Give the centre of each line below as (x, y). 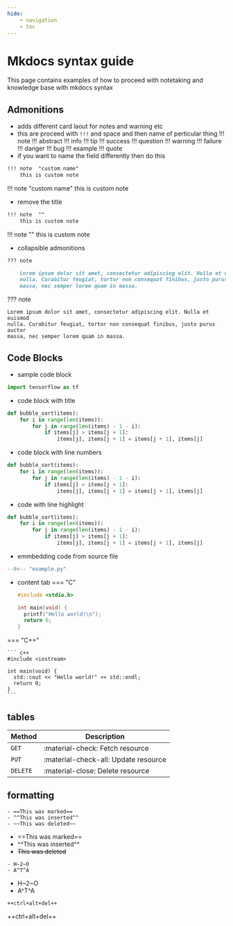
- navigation (38, 20)
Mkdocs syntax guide (70, 61)
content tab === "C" (46, 582)
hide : (15, 14)
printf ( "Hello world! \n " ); (63, 614)
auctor (17, 330)
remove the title (40, 202)
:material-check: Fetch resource (96, 748)
